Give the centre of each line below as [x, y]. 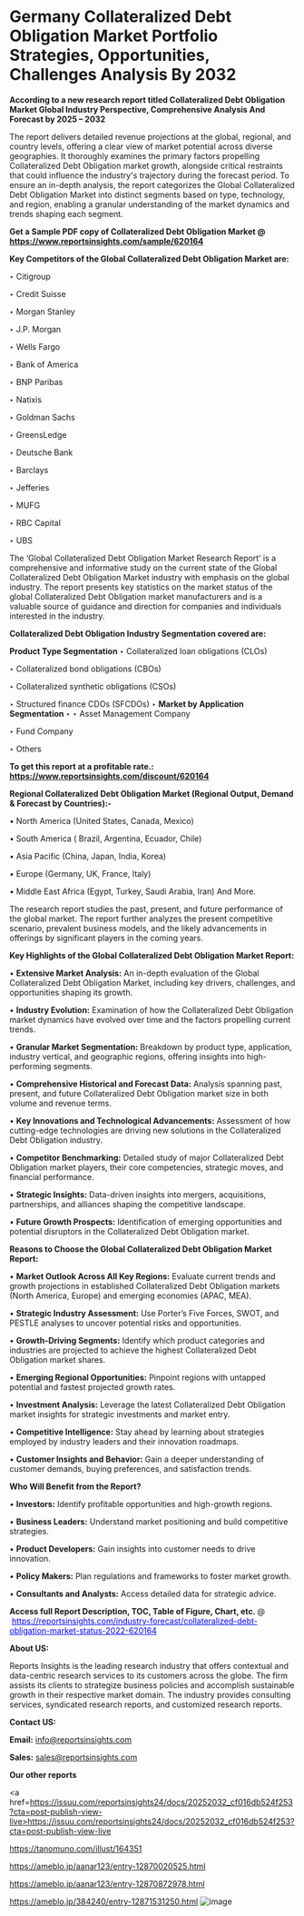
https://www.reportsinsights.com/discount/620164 [109, 776]
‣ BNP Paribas [36, 382]
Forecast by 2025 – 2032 [58, 119]
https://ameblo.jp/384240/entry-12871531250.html [104, 1901]
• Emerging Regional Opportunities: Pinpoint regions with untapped [137, 1377]
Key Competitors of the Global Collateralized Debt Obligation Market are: [149, 258]
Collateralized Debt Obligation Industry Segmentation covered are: [138, 633]
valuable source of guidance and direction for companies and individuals [146, 606]
